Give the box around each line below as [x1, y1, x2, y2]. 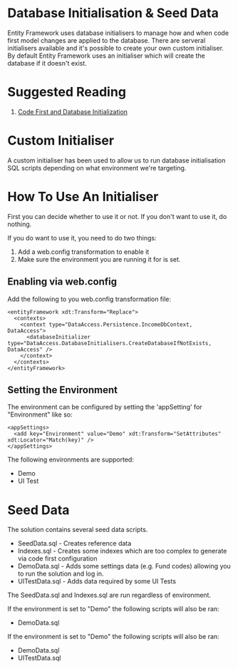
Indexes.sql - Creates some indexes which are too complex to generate [17, 547, 227, 556]
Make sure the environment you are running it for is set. [17, 255, 181, 263]
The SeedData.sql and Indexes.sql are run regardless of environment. [7, 591, 212, 600]
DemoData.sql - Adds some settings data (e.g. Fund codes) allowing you [17, 562, 232, 571]
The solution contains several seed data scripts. [7, 526, 148, 534]
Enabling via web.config [7, 276, 118, 288]
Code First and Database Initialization [17, 107, 128, 116]
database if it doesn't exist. [7, 58, 87, 67]
